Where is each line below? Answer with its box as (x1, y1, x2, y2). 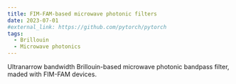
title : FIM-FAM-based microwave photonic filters (7, 10, 158, 18)
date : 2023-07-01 (7, 17, 59, 24)
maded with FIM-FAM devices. (7, 70, 97, 78)
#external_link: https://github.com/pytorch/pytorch (7, 23, 167, 30)
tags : (7, 30, 23, 37)
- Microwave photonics (14, 43, 81, 50)
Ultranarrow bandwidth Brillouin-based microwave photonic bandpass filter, (7, 63, 230, 71)
